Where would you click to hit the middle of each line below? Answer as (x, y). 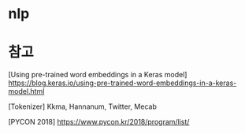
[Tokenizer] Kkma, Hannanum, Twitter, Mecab (83, 106)
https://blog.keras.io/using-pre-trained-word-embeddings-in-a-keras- (122, 83)
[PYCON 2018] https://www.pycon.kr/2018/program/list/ (99, 122)
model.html (26, 91)
